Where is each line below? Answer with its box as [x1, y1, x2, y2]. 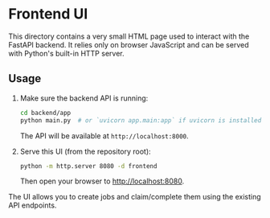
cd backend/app [19, 109, 72, 117]
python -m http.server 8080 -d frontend [19, 162, 157, 170]
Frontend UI [8, 5, 88, 23]
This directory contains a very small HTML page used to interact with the [8, 31, 250, 41]
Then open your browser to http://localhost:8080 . [19, 176, 185, 186]
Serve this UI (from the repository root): [19, 146, 151, 156]
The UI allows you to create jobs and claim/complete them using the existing [8, 192, 261, 202]
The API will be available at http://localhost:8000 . [19, 130, 189, 141]
